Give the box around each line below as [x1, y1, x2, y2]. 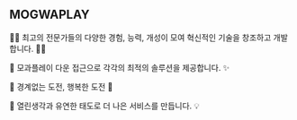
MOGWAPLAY [9, 7, 90, 22]
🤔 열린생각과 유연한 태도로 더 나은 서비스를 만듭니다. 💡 [9, 100, 200, 111]
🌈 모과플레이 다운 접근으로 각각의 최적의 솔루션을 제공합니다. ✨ [9, 62, 230, 73]
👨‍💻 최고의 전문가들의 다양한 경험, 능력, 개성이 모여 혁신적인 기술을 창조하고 [9, 31, 272, 43]
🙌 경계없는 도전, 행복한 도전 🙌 [9, 81, 113, 92]
